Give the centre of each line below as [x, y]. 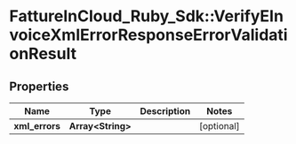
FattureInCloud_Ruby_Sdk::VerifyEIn [147, 16]
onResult [43, 54]
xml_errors [37, 126]
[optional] [219, 126]
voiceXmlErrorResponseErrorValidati [148, 35]
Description [165, 111]
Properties [39, 86]
